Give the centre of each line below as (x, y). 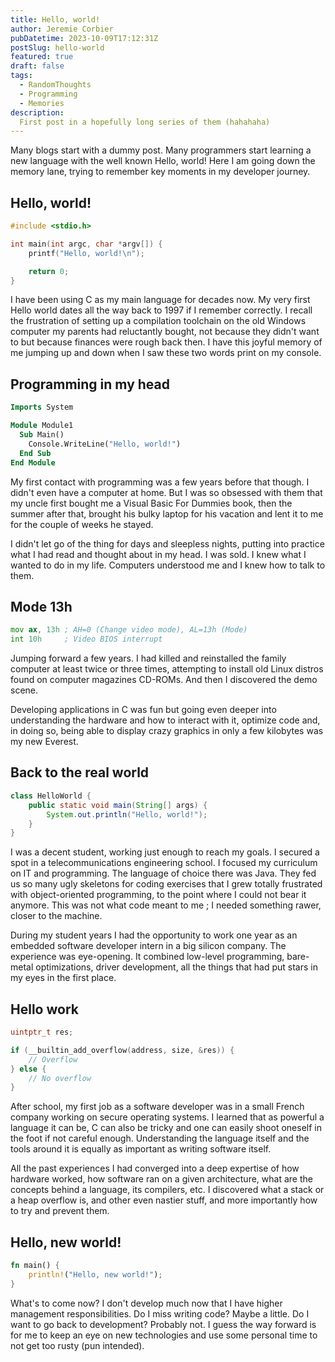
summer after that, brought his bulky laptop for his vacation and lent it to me (167, 513)
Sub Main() (42, 435)
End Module (33, 462)
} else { (28, 1069)
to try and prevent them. (60, 1211)
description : (37, 112)
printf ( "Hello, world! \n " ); (86, 253)
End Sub (35, 453)
